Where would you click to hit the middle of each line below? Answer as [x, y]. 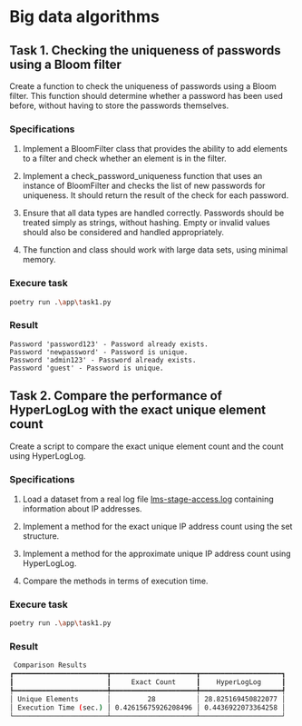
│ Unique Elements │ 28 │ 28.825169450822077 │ [147, 699]
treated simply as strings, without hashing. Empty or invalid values [146, 223]
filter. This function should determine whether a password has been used [146, 96]
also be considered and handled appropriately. [137, 233]
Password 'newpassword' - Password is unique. [99, 352]
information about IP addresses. [82, 508]
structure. [41, 536]
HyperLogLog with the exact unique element [138, 410]
